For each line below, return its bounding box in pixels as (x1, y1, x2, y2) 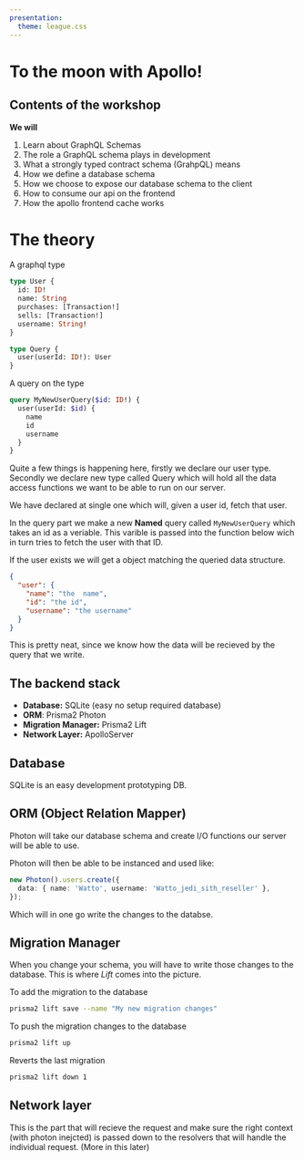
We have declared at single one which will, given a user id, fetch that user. (9, 500, 288, 511)
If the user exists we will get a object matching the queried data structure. (9, 555, 286, 565)
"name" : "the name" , (25, 589, 107, 598)
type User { (9, 277, 55, 286)
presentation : (9, 13, 64, 23)
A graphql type (9, 259, 66, 270)
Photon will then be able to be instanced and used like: (9, 857, 215, 868)
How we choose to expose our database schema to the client (22, 178, 253, 189)
